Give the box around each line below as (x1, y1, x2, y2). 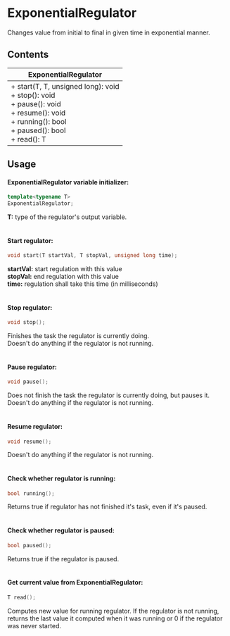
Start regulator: (7, 236, 54, 244)
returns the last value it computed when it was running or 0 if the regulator (7, 614, 223, 623)
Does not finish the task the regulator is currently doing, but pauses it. (7, 391, 210, 399)
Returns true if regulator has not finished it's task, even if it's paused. (7, 502, 207, 511)
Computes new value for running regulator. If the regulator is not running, (7, 606, 219, 615)
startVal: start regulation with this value (7, 265, 122, 273)
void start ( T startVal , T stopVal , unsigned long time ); (7, 252, 178, 259)
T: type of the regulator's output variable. (7, 213, 127, 221)
